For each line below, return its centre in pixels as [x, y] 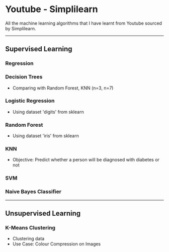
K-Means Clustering [30, 227]
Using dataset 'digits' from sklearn [48, 112]
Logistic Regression [30, 101]
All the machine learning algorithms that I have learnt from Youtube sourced [84, 23]
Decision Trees [24, 77]
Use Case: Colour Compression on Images [57, 244]
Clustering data [28, 239]
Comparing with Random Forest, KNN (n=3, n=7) [63, 88]
